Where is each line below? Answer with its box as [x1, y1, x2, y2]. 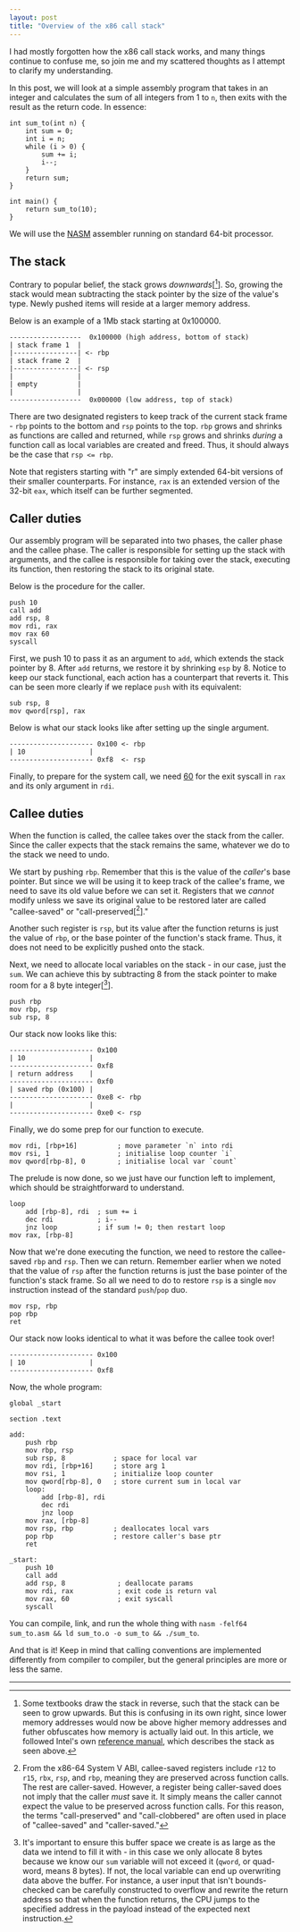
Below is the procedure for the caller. [9, 580, 146, 591]
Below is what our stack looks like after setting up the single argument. [9, 721, 270, 733]
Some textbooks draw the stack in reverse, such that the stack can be [21, 1698, 279, 1708]
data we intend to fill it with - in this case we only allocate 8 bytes [21, 1846, 263, 1857]
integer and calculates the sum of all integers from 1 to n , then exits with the [9, 91, 287, 103]
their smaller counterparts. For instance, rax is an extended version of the [9, 476, 280, 486]
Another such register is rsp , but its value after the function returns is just [9, 923, 279, 934]
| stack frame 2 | [9, 356, 82, 365]
